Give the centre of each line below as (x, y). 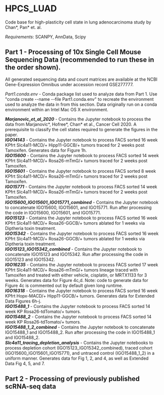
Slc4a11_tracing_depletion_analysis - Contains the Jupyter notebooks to (79, 343)
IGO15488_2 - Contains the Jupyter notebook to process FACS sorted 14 (78, 317)
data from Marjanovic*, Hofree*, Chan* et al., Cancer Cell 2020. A (71, 124)
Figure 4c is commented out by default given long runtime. (64, 285)
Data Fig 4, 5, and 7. (25, 363)
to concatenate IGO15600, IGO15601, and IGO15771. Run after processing (79, 207)
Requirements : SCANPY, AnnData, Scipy (46, 37)
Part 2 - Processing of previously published (72, 379)
